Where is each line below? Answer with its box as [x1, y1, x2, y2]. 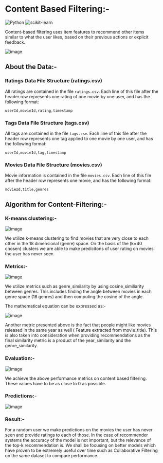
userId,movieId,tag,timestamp [5, 150, 67, 155]
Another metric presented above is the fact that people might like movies [5, 322, 151, 328]
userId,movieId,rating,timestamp [5, 108, 73, 113]
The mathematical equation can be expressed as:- [5, 303, 106, 309]
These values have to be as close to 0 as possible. [5, 380, 106, 386]
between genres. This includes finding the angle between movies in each [5, 288, 152, 295]
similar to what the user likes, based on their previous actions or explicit [5, 34, 149, 40]
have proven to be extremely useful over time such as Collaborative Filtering [5, 447, 158, 453]
